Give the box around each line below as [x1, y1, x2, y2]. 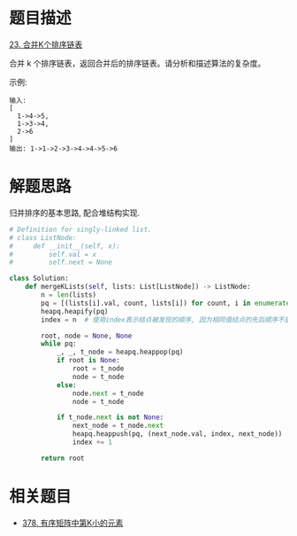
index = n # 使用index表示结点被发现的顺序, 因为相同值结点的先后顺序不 [41, 315, 285, 324]
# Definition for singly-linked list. [9, 225, 152, 234]
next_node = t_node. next [72, 422, 164, 431]
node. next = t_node [72, 389, 144, 398]
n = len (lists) [41, 291, 97, 299]
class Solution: [9, 274, 69, 284]
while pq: [41, 339, 77, 348]
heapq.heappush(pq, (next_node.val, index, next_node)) [72, 430, 283, 439]
